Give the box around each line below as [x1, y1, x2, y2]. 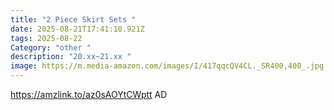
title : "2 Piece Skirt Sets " [10, 14, 137, 25]
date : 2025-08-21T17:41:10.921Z [10, 24, 145, 34]
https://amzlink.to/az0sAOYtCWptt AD [10, 89, 168, 100]
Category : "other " [10, 42, 92, 53]
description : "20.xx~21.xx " [10, 52, 132, 62]
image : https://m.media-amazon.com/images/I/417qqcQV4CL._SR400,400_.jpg [10, 61, 325, 71]
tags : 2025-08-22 [10, 33, 83, 43]
